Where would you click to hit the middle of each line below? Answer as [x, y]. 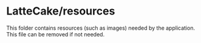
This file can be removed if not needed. [56, 34]
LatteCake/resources [61, 11]
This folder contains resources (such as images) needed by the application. [101, 28]
